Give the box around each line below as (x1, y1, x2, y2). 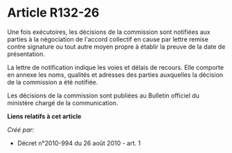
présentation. (7, 50, 45, 58)
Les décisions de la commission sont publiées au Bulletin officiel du (7, 91, 199, 100)
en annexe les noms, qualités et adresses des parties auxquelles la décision (7, 71, 224, 79)
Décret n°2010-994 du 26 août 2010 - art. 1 (17, 138, 141, 147)
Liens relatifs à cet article (7, 112, 82, 120)
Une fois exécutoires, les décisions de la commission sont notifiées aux (7, 28, 211, 36)
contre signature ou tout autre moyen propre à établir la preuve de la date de (7, 42, 226, 51)
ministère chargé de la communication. (7, 98, 118, 107)
